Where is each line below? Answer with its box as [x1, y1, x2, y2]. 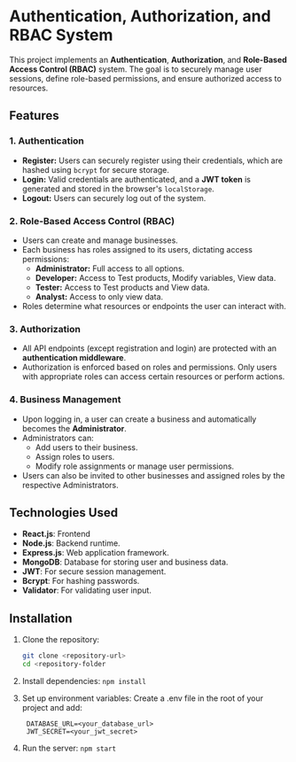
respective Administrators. [21, 479, 119, 490]
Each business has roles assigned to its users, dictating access [21, 244, 253, 254]
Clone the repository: [21, 634, 100, 645]
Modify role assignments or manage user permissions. [35, 461, 235, 471]
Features [9, 108, 59, 123]
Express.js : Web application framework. [21, 548, 170, 558]
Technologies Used [9, 505, 118, 520]
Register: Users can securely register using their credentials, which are [21, 155, 284, 166]
